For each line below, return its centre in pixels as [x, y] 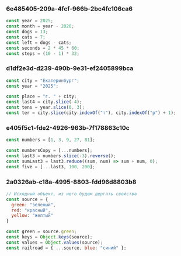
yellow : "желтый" [32, 216]
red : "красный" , [31, 210]
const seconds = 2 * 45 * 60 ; [43, 48]
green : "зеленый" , [34, 205]
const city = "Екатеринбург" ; [43, 81]
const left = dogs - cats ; [39, 43]
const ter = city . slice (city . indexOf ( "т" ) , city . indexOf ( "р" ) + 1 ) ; [91, 113]
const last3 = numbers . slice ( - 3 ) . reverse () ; [61, 156]
